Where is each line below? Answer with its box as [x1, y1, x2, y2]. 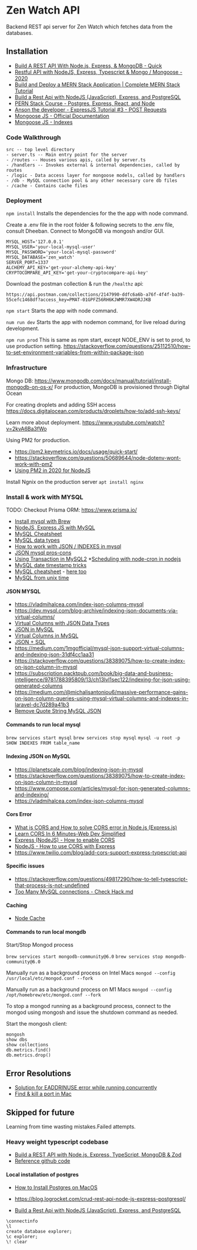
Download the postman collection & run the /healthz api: [6, 280, 144, 287]
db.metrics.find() [6, 1047, 51, 1053]
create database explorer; [6, 1229, 72, 1235]
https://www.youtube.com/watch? [82, 418, 165, 426]
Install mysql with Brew [14, 518, 71, 525]
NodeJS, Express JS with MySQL [14, 523, 95, 531]
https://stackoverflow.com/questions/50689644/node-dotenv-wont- [14, 454, 181, 461]
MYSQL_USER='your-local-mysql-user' [6, 244, 96, 250]
